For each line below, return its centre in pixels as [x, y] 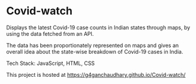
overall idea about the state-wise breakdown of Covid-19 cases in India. [95, 51]
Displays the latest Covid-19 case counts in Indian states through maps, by [98, 27]
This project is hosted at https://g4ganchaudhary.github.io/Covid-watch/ [96, 74]
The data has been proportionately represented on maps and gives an [93, 45]
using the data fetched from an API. [50, 33]
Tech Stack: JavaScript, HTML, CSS [50, 63]
